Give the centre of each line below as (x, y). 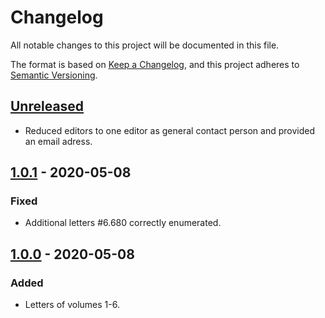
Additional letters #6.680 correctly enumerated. (123, 223)
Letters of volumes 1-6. (72, 305)
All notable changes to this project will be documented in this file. (145, 45)
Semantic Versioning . (54, 75)
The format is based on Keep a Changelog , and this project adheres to (155, 64)
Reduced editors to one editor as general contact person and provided (170, 130)
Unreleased (47, 106)
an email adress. (58, 141)
